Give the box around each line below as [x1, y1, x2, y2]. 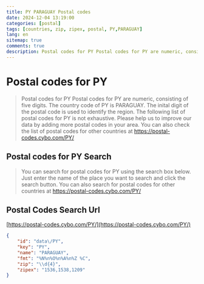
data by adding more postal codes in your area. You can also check [21, 121, 190, 128]
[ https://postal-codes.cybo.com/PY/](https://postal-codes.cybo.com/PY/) [6, 221, 191, 229]
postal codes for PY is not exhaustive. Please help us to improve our [21, 114, 192, 122]
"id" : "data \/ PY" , [17, 238, 64, 244]
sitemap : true [6, 37, 42, 43]
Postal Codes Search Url [6, 205, 100, 215]
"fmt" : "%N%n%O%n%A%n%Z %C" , [17, 255, 91, 261]
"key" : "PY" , [17, 244, 50, 250]
